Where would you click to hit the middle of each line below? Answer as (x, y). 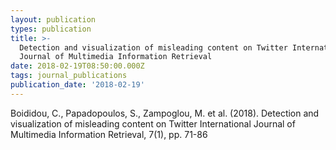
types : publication (51, 29)
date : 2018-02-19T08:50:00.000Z (77, 66)
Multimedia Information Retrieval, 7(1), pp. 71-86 (109, 134)
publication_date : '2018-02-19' (77, 85)
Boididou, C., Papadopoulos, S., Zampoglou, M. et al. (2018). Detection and (165, 113)
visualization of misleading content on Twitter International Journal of (153, 123)
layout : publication (53, 19)
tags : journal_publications (69, 76)
